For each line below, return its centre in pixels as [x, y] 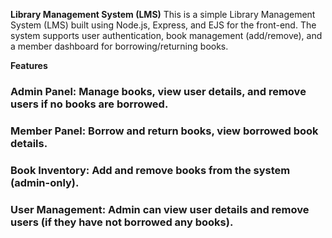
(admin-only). [45, 182]
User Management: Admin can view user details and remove [160, 209]
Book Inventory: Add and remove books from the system [150, 170]
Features [29, 65]
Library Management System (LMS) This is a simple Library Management [163, 14]
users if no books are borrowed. [89, 104]
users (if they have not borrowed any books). [122, 222]
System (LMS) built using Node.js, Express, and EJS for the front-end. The [163, 25]
